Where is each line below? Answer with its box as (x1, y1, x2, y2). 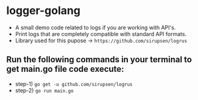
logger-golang (6, 4, 81, 18)
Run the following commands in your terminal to (6, 54, 192, 65)
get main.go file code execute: (6, 64, 124, 74)
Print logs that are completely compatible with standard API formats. (15, 30, 187, 37)
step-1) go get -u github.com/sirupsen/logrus (15, 80, 133, 87)
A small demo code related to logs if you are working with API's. (15, 24, 176, 31)
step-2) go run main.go (15, 87, 74, 94)
